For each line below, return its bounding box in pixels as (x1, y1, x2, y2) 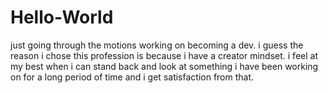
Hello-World (10, 6, 114, 29)
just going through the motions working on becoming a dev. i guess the (10, 39, 304, 51)
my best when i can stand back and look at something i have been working (10, 60, 319, 72)
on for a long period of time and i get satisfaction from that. (10, 71, 255, 83)
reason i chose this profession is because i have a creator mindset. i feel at (10, 49, 318, 61)
